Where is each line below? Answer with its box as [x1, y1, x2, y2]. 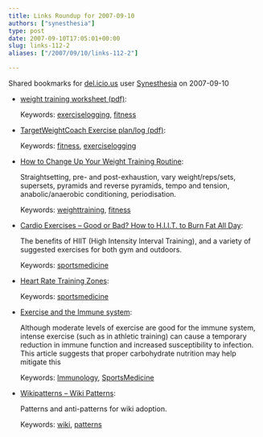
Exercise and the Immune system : [19, 307, 133, 317]
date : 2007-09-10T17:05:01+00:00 [8, 34, 121, 43]
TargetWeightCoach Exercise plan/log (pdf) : [19, 126, 166, 135]
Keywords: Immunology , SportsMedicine [19, 372, 154, 382]
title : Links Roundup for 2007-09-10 [8, 11, 135, 20]
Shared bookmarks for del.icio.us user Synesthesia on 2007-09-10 [8, 78, 229, 88]
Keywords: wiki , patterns [19, 420, 102, 429]
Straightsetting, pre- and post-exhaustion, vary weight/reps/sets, [19, 173, 236, 181]
